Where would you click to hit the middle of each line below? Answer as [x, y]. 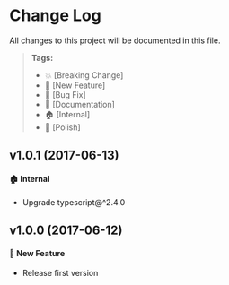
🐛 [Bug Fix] [66, 94]
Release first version [60, 273]
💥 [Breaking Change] [84, 75]
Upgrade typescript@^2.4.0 [74, 202]
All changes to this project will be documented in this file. [115, 40]
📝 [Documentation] [79, 104]
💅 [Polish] [62, 127]
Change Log [55, 16]
